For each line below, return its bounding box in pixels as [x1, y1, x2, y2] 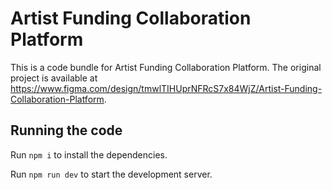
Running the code [10, 122, 123, 139]
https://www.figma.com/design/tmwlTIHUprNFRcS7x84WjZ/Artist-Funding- [10, 82, 323, 94]
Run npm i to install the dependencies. [10, 148, 168, 161]
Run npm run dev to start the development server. [10, 168, 213, 180]
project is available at [10, 72, 98, 84]
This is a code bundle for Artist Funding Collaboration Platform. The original [10, 61, 322, 73]
